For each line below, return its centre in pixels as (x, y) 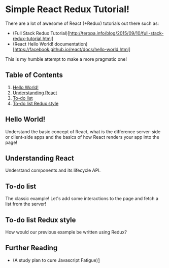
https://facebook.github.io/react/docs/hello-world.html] (73, 49)
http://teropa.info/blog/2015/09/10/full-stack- (116, 33)
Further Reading (31, 248)
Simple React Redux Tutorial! (67, 9)
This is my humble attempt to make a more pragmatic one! (66, 59)
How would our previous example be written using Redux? (66, 232)
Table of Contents (34, 75)
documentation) (71, 44)
